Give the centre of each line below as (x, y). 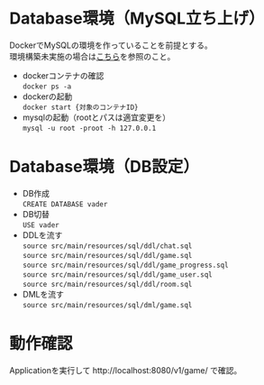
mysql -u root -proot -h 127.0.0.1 (89, 128)
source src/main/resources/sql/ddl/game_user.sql (118, 275)
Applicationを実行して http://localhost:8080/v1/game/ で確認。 (126, 370)
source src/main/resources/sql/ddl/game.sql (107, 255)
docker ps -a (47, 87)
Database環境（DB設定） (105, 167)
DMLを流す (43, 294)
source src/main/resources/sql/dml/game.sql (107, 305)
